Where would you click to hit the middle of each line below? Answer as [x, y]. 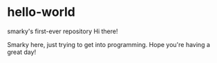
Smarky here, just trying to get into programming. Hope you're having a [109, 44]
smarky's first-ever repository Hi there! [63, 31]
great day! [22, 52]
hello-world [41, 12]
